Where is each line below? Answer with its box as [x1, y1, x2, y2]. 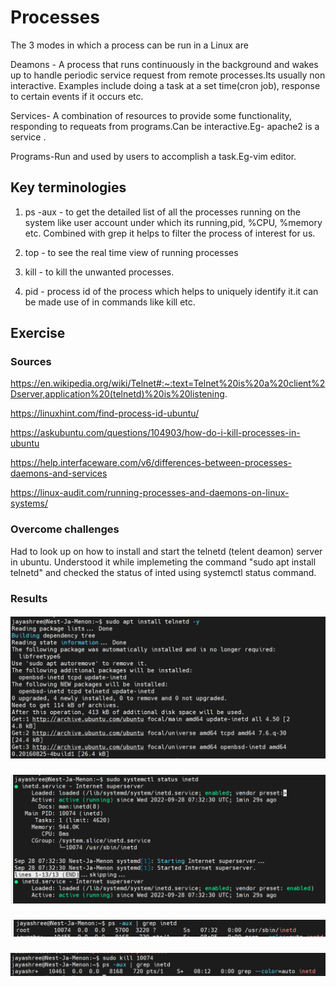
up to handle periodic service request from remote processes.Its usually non [10, 69, 326, 81]
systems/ [10, 497, 48, 510]
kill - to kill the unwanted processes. [24, 266, 175, 278]
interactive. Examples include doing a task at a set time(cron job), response [10, 79, 321, 91]
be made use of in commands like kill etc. [24, 296, 196, 308]
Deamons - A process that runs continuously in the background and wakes [10, 58, 319, 70]
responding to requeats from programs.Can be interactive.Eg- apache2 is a [10, 120, 320, 132]
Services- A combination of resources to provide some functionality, [10, 109, 292, 121]
